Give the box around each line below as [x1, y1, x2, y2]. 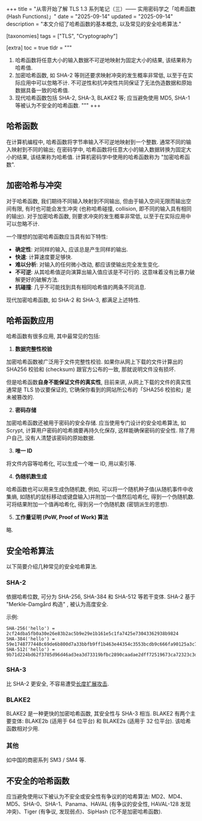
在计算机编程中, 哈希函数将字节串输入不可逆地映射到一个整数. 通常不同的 [6, 138, 186, 145]
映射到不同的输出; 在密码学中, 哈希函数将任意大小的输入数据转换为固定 [11, 145, 186, 153]
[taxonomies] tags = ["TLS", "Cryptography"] [6, 33, 118, 39]
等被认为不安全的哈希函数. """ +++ [14, 102, 101, 109]
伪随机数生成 [14, 473, 47, 480]
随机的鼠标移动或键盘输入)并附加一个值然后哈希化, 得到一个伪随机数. [25, 493, 195, 501]
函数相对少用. [6, 725, 40, 732]
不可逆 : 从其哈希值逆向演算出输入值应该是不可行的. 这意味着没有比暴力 [14, 268, 190, 276]
